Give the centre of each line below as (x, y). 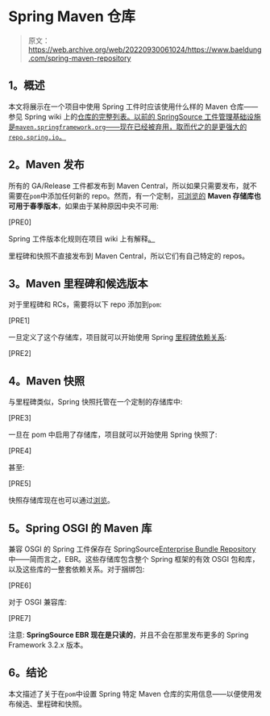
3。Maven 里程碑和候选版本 (78, 283)
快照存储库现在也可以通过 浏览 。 (61, 500)
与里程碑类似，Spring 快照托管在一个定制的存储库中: (96, 402)
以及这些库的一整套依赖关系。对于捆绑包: (77, 569)
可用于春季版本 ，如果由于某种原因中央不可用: (84, 206)
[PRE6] (20, 585)
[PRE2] (20, 354)
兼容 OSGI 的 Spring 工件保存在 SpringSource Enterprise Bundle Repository (132, 549)
